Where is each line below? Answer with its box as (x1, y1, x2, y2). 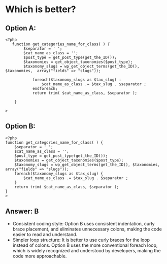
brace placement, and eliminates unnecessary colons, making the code (12, 226, 162, 232)
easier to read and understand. (12, 231, 78, 237)
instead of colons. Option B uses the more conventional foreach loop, (12, 242, 158, 248)
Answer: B (5, 207, 39, 216)
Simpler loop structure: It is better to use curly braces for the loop (12, 237, 150, 243)
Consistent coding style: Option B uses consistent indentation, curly (12, 220, 155, 226)
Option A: (5, 24, 37, 32)
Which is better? (5, 4, 76, 15)
